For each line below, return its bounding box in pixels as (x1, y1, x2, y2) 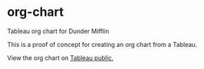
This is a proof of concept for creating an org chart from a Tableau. (7, 40, 198, 48)
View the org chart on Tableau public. (7, 53, 114, 62)
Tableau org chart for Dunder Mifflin (7, 27, 110, 35)
